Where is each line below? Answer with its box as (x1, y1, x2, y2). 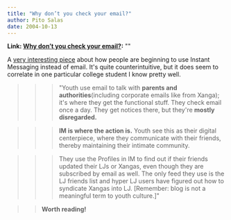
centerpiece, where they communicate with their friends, (58, 134, 221, 142)
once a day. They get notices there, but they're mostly (58, 105, 215, 115)
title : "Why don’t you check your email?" (7, 10, 132, 17)
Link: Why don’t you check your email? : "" (7, 42, 131, 51)
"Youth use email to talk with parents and (58, 84, 178, 92)
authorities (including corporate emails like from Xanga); (58, 91, 220, 99)
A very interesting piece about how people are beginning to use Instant (7, 56, 210, 64)
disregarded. (58, 113, 97, 121)
